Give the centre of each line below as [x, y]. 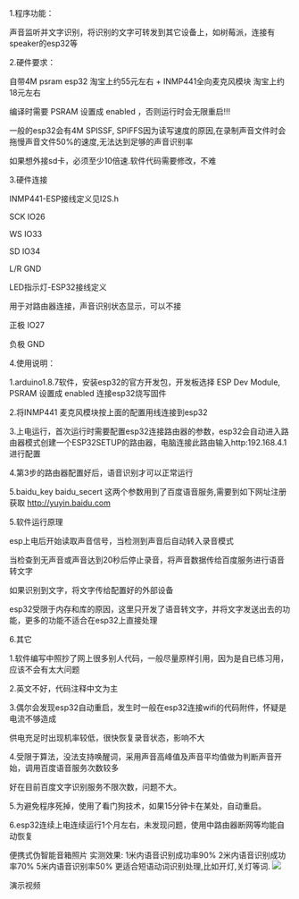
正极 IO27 [27, 325]
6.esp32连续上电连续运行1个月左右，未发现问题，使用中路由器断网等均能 [143, 825]
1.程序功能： [32, 13]
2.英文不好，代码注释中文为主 [64, 688]
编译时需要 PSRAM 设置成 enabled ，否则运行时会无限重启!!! [120, 111]
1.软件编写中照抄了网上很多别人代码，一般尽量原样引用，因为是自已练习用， [149, 658]
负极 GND [27, 344]
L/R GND [25, 268]
